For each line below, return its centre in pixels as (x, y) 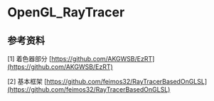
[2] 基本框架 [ (27, 81)
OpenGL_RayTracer (66, 12)
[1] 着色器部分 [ (30, 59)
